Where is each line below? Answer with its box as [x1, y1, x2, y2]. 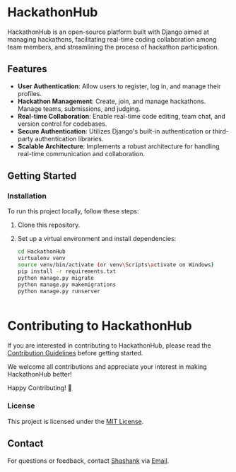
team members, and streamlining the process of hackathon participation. [7, 42, 220, 51]
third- [212, 126, 230, 135]
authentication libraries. [35, 134, 104, 143]
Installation [7, 191, 47, 201]
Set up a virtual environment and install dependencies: [17, 235, 177, 243]
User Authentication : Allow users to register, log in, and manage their [17, 82, 221, 90]
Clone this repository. [17, 220, 81, 230]
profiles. [17, 89, 42, 98]
